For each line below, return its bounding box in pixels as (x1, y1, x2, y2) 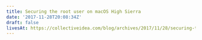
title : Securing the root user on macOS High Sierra (6, 8, 141, 15)
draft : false (6, 19, 39, 25)
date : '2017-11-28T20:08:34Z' (6, 14, 82, 20)
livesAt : (6, 25, 28, 31)
